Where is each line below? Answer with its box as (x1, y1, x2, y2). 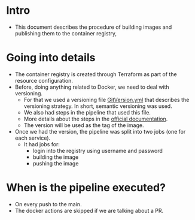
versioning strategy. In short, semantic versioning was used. (23, 103, 172, 110)
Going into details (6, 51, 96, 65)
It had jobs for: (23, 140, 60, 147)
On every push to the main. (14, 200, 82, 207)
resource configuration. (14, 77, 74, 84)
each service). (14, 134, 51, 141)
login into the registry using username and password (32, 147, 163, 154)
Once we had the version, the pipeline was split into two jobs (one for (14, 128, 186, 135)
